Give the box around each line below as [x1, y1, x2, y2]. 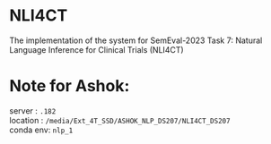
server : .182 [9, 105, 57, 116]
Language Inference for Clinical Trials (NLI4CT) [9, 44, 184, 55]
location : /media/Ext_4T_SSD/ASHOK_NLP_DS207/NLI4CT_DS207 [9, 114, 231, 125]
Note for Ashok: [9, 76, 130, 97]
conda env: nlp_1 [9, 124, 74, 135]
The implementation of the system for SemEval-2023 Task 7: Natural [9, 35, 263, 46]
